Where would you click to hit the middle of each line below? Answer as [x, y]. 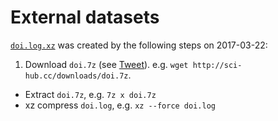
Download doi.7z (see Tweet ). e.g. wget [106, 64]
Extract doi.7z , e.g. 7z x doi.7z [90, 94]
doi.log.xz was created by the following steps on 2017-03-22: [139, 45]
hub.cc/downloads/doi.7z [76, 76]
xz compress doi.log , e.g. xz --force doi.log [120, 105]
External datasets [85, 17]
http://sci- [217, 65]
